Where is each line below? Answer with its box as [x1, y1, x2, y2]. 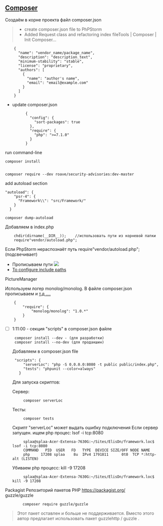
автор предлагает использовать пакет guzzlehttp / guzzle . [17, 515, 140, 521]
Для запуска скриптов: [12, 379, 61, 385]
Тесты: [12, 406, 26, 412]
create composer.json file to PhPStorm [24, 26, 102, 32]
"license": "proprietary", [18, 63, 73, 68]
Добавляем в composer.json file [12, 348, 79, 354]
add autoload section [5, 180, 48, 186]
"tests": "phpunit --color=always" [23, 366, 96, 371]
